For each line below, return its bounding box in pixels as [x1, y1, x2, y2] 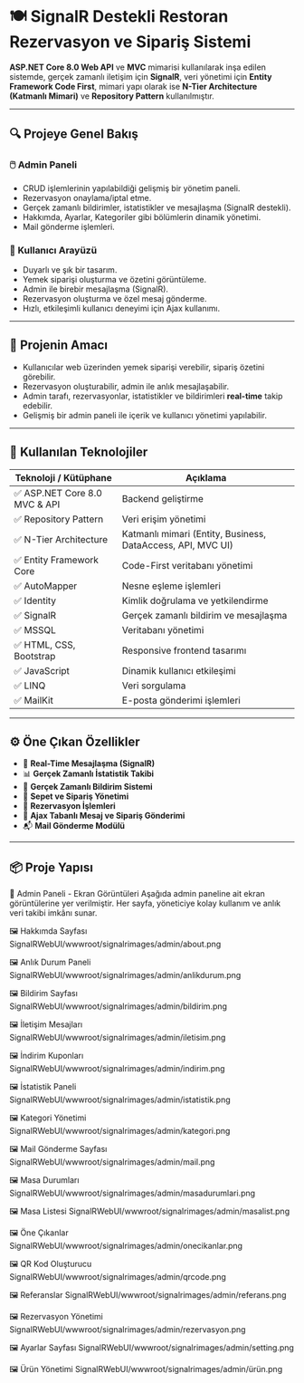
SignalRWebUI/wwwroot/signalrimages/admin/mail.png [9, 1157, 215, 1167]
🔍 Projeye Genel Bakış [9, 127, 138, 142]
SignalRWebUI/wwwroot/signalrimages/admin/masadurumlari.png [9, 1187, 256, 1199]
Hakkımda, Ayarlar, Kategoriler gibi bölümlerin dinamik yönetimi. [22, 211, 261, 222]
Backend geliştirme [121, 492, 204, 504]
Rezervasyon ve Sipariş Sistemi [9, 32, 252, 53]
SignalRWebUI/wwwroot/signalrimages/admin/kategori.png [9, 1126, 231, 1137]
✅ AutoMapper [14, 580, 78, 592]
